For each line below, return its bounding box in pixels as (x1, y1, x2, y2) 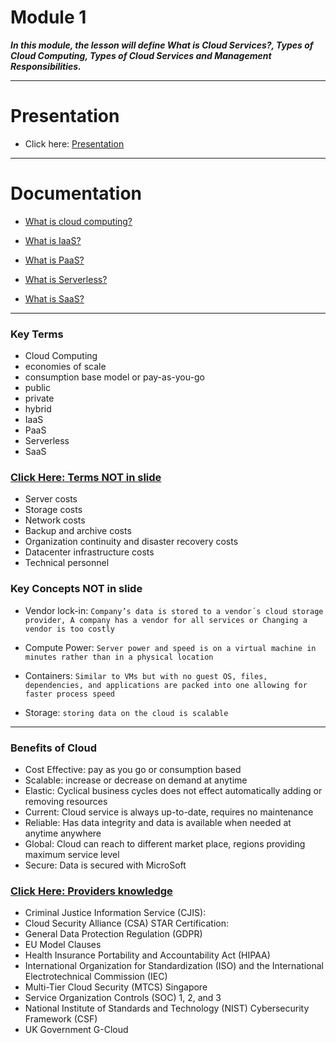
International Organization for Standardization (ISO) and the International (24, 960, 324, 972)
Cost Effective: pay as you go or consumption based (24, 764, 242, 775)
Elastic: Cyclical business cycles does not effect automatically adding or (24, 785, 323, 796)
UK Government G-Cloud (24, 1024, 129, 1036)
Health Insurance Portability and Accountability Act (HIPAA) (24, 949, 271, 961)
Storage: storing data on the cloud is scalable (24, 706, 229, 718)
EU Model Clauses (24, 939, 102, 951)
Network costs (24, 514, 86, 526)
